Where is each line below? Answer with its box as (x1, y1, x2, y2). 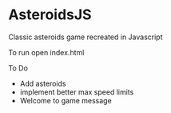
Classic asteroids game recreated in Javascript (8, 32, 163, 42)
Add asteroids (19, 79, 66, 88)
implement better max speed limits (19, 87, 134, 97)
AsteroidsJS (8, 6, 92, 24)
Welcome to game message (19, 95, 112, 105)
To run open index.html (8, 47, 85, 57)
